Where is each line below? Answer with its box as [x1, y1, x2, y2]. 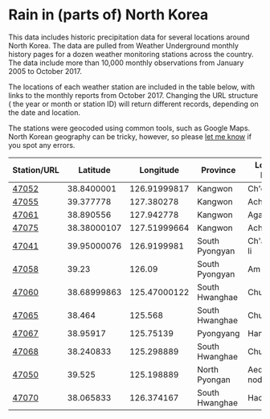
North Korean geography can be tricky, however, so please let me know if [8, 131, 252, 142]
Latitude [78, 164, 111, 175]
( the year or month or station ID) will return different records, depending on [8, 99, 259, 109]
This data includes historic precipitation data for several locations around [8, 32, 251, 42]
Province [200, 164, 236, 175]
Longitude [139, 164, 179, 175]
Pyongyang [196, 327, 240, 339]
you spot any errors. [8, 140, 76, 150]
